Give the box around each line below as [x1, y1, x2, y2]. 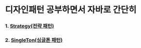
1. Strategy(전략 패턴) [5, 23, 54, 29]
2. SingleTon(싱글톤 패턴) [5, 37, 63, 44]
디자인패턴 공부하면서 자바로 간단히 [5, 4, 137, 15]
